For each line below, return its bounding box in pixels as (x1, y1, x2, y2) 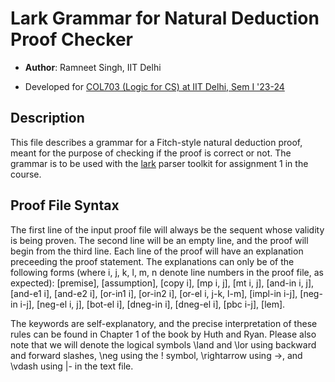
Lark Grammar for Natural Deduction (10, 7, 320, 30)
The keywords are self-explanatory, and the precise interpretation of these (10, 317, 318, 329)
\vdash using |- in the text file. (10, 360, 134, 372)
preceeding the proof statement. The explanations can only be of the (10, 255, 295, 267)
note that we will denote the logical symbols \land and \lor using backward (10, 338, 317, 351)
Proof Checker (10, 28, 133, 51)
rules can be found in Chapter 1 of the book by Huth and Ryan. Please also (10, 328, 317, 340)
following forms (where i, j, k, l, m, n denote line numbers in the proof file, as (10, 266, 324, 278)
